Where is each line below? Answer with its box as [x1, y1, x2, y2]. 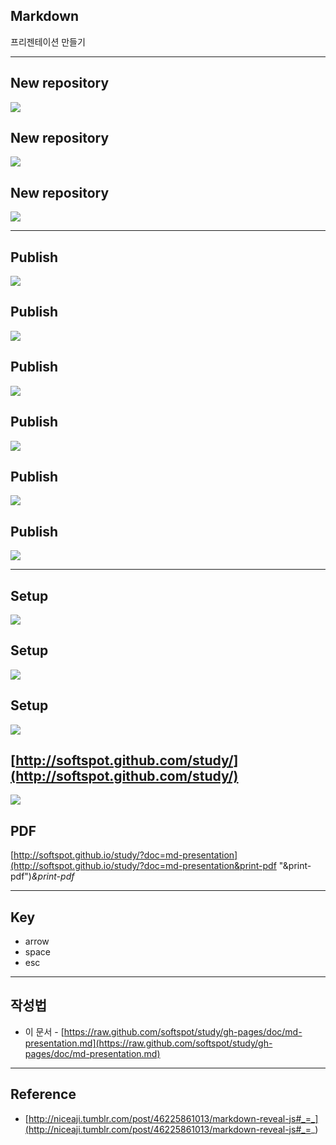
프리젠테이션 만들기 [10, 35, 86, 48]
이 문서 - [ [24, 1025, 65, 1038]
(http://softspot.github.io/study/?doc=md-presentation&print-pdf [10, 860, 277, 872]
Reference [10, 1086, 77, 1103]
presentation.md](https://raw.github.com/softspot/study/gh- [24, 1037, 273, 1049]
